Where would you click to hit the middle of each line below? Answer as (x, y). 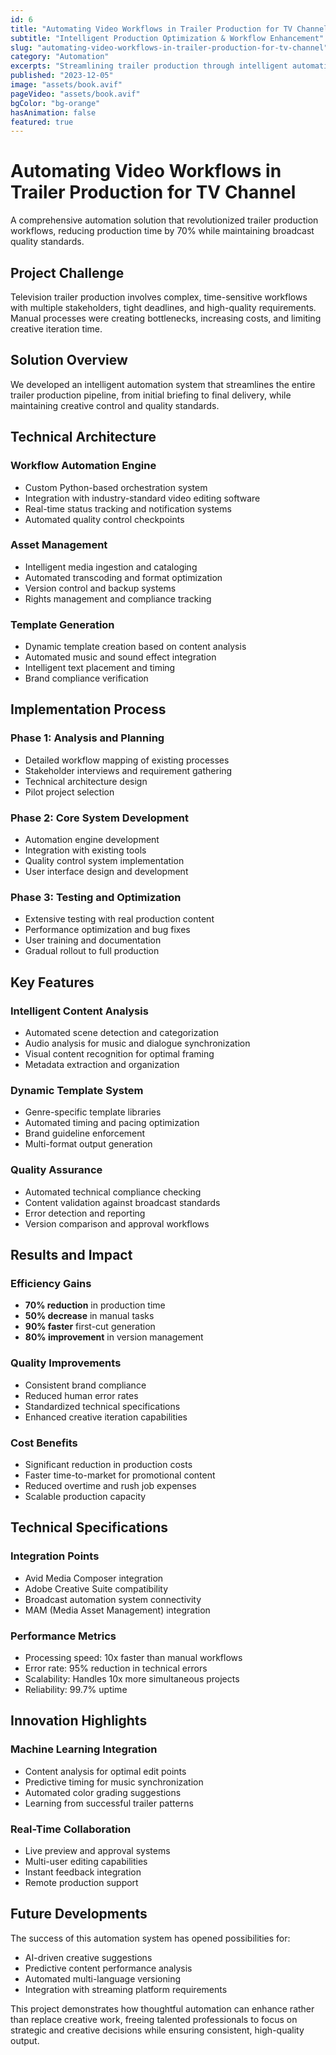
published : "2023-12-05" (62, 76)
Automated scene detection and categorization (121, 1033)
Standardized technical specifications (102, 1406)
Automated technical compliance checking (113, 1192)
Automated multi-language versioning (103, 1978)
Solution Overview (69, 360)
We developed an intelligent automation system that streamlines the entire (163, 384)
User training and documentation (93, 940)
